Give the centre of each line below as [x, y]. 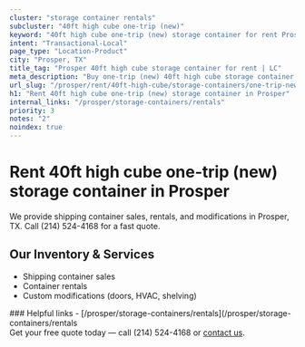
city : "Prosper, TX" [49, 60]
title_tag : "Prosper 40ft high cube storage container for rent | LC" [146, 69]
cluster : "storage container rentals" [83, 18]
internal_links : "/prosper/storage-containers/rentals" [117, 102]
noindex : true [36, 128]
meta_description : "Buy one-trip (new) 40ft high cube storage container [152, 77]
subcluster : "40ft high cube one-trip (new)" [97, 26]
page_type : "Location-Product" [69, 52]
